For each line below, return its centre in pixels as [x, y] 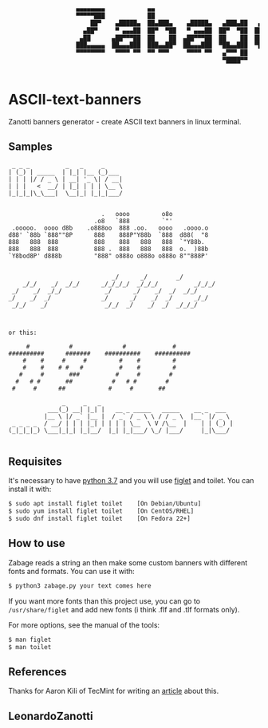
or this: [23, 333]
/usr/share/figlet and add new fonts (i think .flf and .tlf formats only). [124, 609]
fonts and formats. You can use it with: [72, 571]
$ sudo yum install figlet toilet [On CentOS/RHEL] [101, 511]
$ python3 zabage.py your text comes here [80, 586]
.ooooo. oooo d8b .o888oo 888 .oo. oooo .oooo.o [110, 228]
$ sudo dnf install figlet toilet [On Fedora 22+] [100, 519]
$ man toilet [30, 647]
